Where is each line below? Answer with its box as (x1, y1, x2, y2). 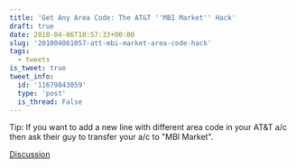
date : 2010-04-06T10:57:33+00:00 (9, 30, 135, 39)
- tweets (17, 55, 51, 64)
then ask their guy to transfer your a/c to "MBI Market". (9, 132, 214, 143)
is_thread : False (17, 97, 83, 107)
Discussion (9, 149, 51, 160)
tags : (9, 47, 30, 56)
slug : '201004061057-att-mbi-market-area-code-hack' (9, 38, 212, 48)
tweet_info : (9, 72, 54, 81)
